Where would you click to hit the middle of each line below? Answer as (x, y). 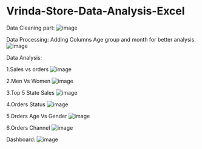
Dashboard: (21, 139)
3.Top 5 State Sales (30, 92)
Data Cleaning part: (31, 28)
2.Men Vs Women (29, 81)
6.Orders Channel (28, 127)
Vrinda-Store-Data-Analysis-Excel (96, 11)
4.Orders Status (26, 104)
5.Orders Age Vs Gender (37, 116)
